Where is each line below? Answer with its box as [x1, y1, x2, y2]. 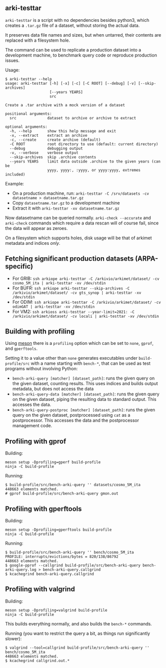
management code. [12, 423, 53, 429]
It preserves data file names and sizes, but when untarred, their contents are [5, 32, 162, 38]
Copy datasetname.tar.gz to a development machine [12, 200, 120, 206]
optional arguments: [5, 124, 48, 129]
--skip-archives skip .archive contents [9, 155, 97, 160]
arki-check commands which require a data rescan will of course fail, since [5, 220, 159, 226]
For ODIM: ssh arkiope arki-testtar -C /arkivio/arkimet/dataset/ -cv [12, 299, 161, 305]
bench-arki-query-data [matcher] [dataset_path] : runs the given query [12, 391, 160, 397]
